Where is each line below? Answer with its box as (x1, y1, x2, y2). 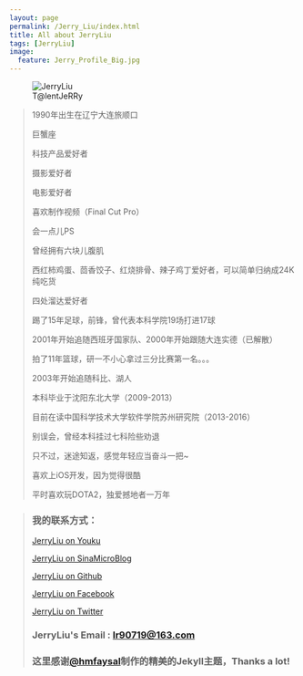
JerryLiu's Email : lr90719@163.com (31, 629, 196, 641)
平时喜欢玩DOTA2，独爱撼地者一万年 (31, 489, 171, 500)
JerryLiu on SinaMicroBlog (31, 553, 132, 564)
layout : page (9, 13, 59, 23)
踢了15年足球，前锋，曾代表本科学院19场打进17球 (31, 315, 216, 325)
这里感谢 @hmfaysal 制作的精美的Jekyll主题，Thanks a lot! (31, 655, 290, 668)
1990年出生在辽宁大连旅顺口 (31, 109, 138, 120)
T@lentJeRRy (32, 90, 84, 101)
